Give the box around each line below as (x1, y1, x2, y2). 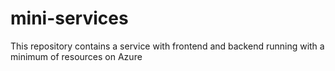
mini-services (10, 7, 129, 30)
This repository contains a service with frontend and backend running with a (10, 40, 325, 52)
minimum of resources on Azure (10, 50, 143, 62)
